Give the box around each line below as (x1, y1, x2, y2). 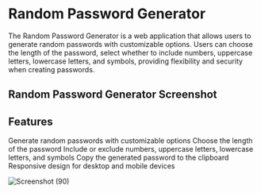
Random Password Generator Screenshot (8, 88, 217, 102)
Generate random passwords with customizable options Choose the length (8, 136, 253, 145)
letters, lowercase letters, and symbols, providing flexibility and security (8, 56, 244, 66)
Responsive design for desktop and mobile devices (8, 161, 175, 171)
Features (8, 114, 53, 128)
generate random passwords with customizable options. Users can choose (8, 39, 254, 48)
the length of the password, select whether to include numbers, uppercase (8, 48, 253, 57)
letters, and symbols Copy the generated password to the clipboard (8, 152, 229, 163)
